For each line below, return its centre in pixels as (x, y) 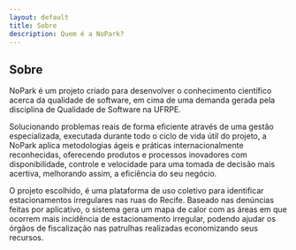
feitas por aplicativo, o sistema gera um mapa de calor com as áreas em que (148, 209)
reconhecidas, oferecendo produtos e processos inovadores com (128, 155)
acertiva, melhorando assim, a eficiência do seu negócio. (113, 174)
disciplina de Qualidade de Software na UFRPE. (95, 110)
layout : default (39, 17)
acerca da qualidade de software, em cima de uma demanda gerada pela (142, 100)
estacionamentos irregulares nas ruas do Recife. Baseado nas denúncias (142, 201)
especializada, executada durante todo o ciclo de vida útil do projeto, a (138, 136)
